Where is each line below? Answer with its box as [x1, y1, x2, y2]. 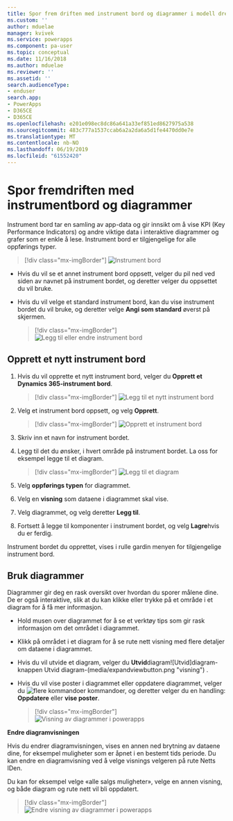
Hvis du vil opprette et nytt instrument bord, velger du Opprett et [17, 372, 202, 380]
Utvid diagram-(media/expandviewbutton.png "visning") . [44, 666, 209, 674]
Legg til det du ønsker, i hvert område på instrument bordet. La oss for [17, 447, 218, 455]
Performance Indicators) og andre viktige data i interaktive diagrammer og [7, 228, 219, 236]
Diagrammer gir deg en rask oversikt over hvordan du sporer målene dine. [7, 589, 218, 597]
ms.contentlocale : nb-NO [7, 140, 79, 147]
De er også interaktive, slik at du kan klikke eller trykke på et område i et [7, 596, 214, 604]
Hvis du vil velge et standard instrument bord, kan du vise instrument [17, 297, 215, 306]
